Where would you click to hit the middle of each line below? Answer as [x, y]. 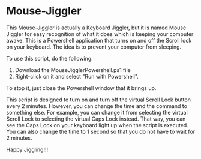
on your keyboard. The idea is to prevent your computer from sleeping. [94, 47]
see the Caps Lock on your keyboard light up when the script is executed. [97, 125]
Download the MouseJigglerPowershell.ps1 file [73, 70]
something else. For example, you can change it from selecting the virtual [97, 112]
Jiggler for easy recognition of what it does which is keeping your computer [100, 34]
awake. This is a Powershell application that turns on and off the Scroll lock [99, 40]
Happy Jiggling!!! [27, 149]
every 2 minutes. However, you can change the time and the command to [97, 106]
